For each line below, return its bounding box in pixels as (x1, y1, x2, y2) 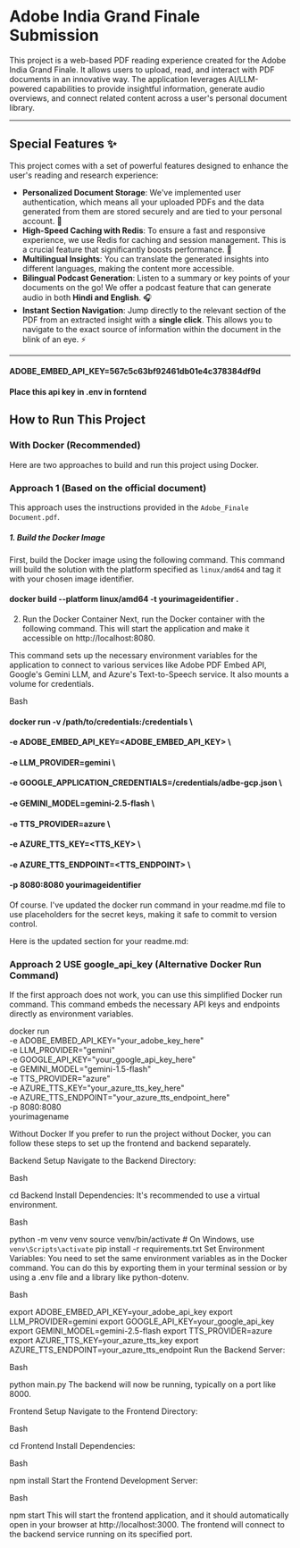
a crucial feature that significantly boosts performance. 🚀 (21, 244, 232, 255)
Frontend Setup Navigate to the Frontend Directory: (9, 1406, 198, 1417)
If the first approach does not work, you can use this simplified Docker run (9, 990, 283, 1000)
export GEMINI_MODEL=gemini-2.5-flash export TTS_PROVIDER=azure (9, 1326, 272, 1336)
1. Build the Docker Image (9, 531, 105, 542)
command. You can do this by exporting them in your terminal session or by (9, 1262, 287, 1274)
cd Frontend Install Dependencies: (9, 1441, 136, 1452)
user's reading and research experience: (9, 170, 159, 180)
